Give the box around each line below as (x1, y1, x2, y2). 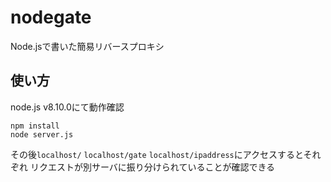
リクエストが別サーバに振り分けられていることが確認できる (29, 161, 276, 173)
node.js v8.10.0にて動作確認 (10, 101, 125, 113)
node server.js (10, 129, 74, 140)
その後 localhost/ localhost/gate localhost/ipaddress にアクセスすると (10, 148, 304, 160)
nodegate (10, 6, 92, 29)
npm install (10, 121, 60, 131)
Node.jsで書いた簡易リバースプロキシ (10, 40, 165, 52)
